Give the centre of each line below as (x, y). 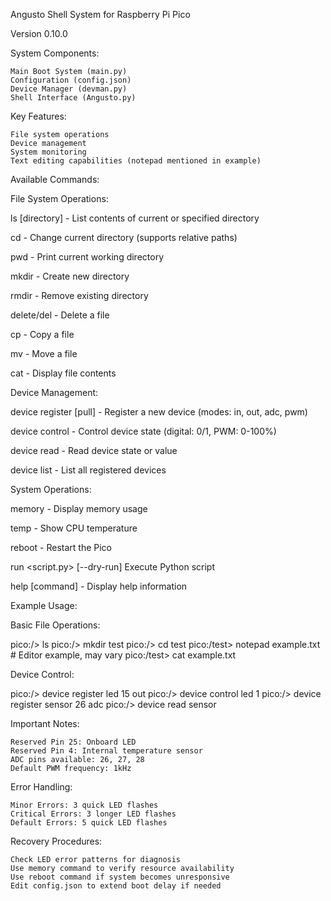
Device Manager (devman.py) (69, 89)
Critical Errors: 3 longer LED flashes (93, 814)
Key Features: (38, 116)
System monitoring (48, 152)
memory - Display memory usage (79, 508)
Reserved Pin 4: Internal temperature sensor (106, 751)
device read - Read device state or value (94, 450)
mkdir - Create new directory (70, 276)
